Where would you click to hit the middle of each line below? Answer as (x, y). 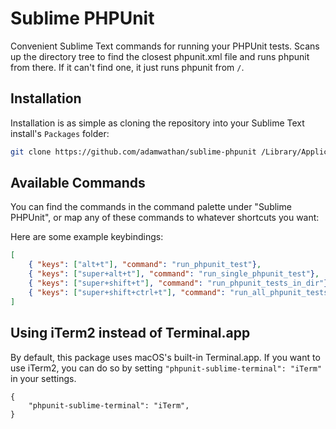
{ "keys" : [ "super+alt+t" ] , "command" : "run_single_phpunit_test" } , (174, 274)
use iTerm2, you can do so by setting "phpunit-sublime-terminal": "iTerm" (166, 368)
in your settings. (43, 378)
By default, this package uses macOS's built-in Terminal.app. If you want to (165, 357)
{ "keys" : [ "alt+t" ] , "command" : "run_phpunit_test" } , (145, 265)
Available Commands (78, 183)
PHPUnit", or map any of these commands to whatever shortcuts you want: (165, 218)
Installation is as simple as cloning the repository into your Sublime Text (157, 123)
